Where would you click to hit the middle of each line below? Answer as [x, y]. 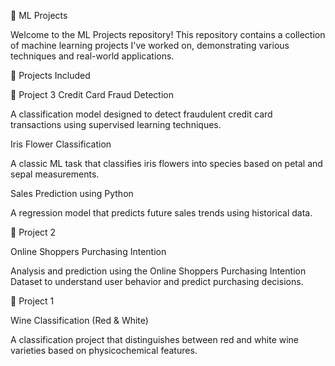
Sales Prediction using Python [72, 193]
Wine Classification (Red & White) [79, 320]
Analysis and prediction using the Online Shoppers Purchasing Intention [158, 271]
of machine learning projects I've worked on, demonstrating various [150, 45]
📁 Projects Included [50, 75]
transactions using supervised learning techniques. [116, 124]
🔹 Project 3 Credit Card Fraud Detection [92, 94]
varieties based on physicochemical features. [104, 350]
